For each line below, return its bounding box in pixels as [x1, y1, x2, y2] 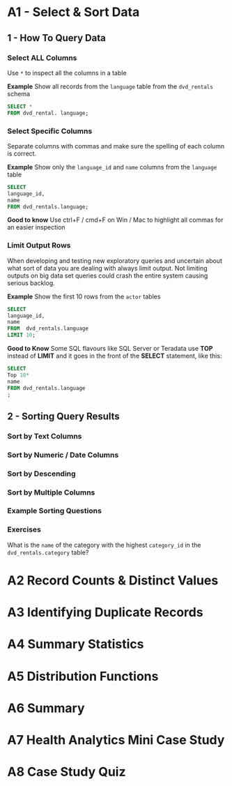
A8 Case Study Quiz [7, 764, 126, 780]
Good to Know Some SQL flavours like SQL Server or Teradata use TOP [7, 345, 213, 353]
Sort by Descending [7, 469, 76, 478]
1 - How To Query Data [7, 32, 106, 44]
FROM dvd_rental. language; [7, 109, 89, 116]
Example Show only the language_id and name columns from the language [7, 163, 217, 171]
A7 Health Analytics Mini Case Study [7, 732, 225, 748]
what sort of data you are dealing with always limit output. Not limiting [7, 264, 208, 272]
